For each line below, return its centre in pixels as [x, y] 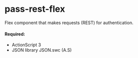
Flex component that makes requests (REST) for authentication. [69, 23]
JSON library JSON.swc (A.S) [42, 50]
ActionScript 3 [26, 45]
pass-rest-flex [35, 9]
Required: [15, 34]
